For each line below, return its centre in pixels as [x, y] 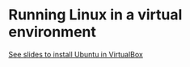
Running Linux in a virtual [95, 15]
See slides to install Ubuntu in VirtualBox [76, 54]
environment [53, 32]
